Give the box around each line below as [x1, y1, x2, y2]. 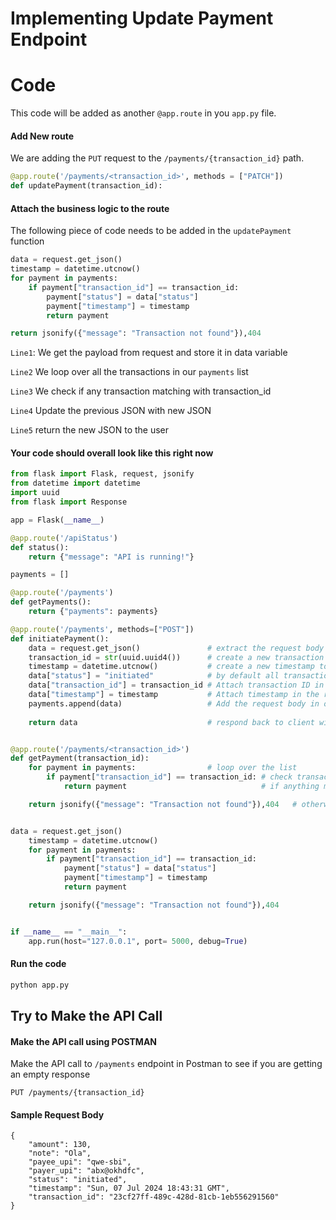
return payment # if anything [63, 782, 320, 792]
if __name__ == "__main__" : [10, 927, 128, 937]
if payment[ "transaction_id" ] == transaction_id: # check [46, 772, 293, 782]
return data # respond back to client [28, 717, 315, 727]
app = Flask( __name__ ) [10, 515, 105, 525]
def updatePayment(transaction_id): [10, 181, 163, 191]
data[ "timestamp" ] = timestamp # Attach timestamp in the [28, 690, 320, 700]
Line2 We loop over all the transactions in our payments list [10, 366, 249, 378]
